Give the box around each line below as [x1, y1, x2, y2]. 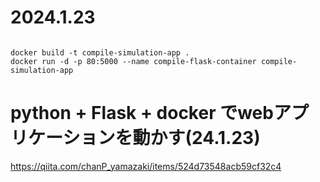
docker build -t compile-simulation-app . [10, 47, 190, 58]
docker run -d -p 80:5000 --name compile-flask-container [10, 56, 257, 66]
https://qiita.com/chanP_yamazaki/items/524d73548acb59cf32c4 [10, 160, 282, 172]
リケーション [10, 127, 116, 150]
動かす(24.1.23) [132, 127, 261, 150]
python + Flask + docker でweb [10, 102, 274, 125]
